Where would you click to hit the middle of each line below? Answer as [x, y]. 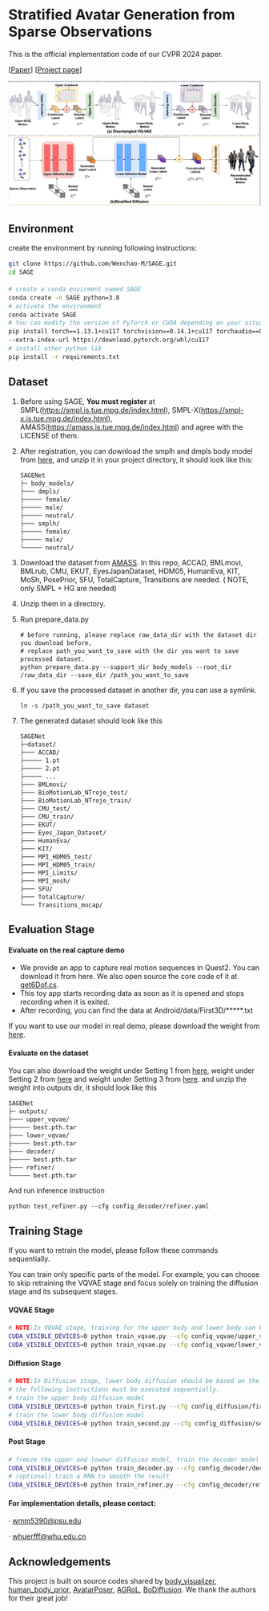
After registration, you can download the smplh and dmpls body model [136, 451]
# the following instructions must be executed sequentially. [114, 1390]
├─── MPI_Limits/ [49, 873]
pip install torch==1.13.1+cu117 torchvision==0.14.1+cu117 [111, 332]
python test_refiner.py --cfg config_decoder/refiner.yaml [109, 1206]
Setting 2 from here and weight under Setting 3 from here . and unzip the [127, 1079]
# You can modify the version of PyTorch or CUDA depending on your [125, 323]
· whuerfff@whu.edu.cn [47, 1536]
